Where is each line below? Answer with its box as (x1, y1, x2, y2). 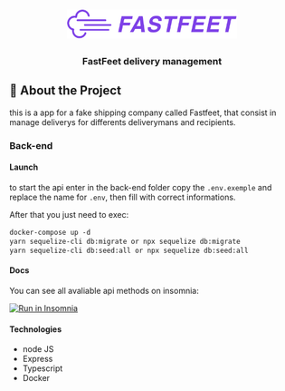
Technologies (9, 323, 62, 335)
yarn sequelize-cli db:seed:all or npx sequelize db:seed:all (9, 246, 249, 255)
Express (22, 354, 53, 365)
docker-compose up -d (9, 228, 91, 237)
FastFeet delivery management (81, 54, 223, 67)
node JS (22, 344, 54, 355)
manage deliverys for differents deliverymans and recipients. (9, 116, 236, 127)
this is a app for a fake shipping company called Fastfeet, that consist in (9, 107, 277, 118)
